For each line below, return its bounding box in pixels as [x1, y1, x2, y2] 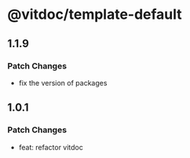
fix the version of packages [18, 78, 108, 87]
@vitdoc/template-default [7, 6, 182, 24]
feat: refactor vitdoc [18, 142, 84, 152]
